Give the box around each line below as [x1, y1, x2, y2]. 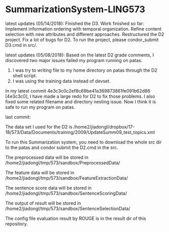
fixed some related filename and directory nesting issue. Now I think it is [5, 98, 156, 105]
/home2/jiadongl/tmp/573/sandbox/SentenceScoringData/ [5, 190, 127, 196]
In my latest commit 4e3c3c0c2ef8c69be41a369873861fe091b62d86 [5, 88, 151, 94]
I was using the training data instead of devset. [12, 78, 111, 84]
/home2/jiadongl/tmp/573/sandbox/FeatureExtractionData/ [5, 175, 128, 181]
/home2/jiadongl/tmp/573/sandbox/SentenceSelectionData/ [5, 205, 130, 212]
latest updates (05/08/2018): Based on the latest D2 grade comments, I [5, 52, 154, 58]
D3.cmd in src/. [5, 42, 37, 48]
